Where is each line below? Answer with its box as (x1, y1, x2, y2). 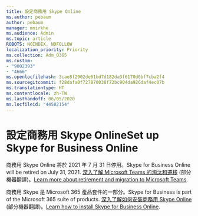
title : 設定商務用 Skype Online (6, 8, 81, 15)
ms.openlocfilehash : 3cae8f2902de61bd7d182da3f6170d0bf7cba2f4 (6, 74, 165, 80)
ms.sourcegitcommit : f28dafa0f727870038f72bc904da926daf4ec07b (6, 80, 165, 86)
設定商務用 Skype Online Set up (6, 129, 159, 141)
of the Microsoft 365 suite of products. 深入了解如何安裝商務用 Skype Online (6, 196, 192, 203)
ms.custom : (6, 58, 33, 63)
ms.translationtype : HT (6, 85, 65, 91)
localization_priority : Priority (6, 47, 88, 53)
